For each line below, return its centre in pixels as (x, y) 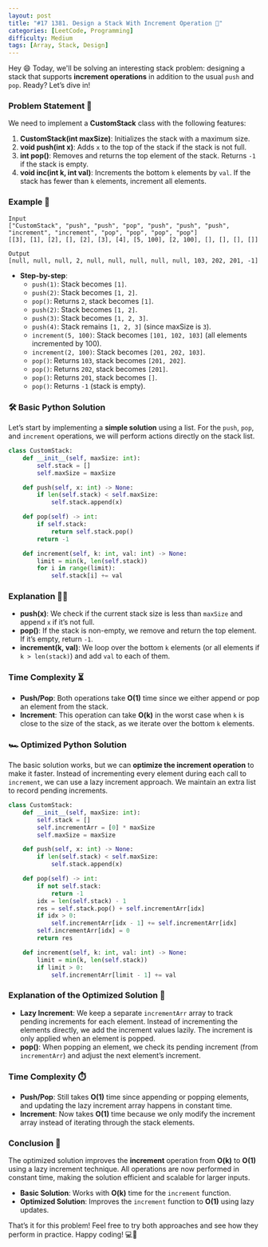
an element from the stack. (64, 706)
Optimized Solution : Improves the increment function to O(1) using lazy (137, 1201)
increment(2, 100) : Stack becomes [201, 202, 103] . (118, 352)
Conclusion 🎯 (35, 1143)
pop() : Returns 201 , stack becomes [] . (95, 378)
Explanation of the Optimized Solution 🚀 (87, 995)
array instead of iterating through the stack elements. (107, 1122)
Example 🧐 (29, 202)
